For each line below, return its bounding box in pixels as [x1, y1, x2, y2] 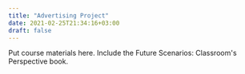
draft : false [8, 26, 52, 34]
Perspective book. [8, 56, 69, 66]
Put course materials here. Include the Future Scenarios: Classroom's [8, 49, 238, 58]
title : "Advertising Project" [8, 11, 110, 20]
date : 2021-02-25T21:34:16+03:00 [8, 19, 120, 27]
